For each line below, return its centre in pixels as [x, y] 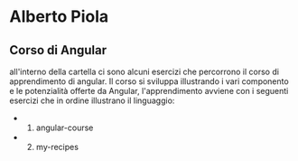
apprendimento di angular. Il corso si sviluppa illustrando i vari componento [149, 81]
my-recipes [57, 147]
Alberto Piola [59, 17]
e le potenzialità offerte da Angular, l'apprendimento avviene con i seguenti [149, 91]
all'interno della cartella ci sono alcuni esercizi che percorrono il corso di [144, 71]
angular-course [65, 128]
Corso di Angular [58, 50]
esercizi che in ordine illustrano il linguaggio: [92, 100]
